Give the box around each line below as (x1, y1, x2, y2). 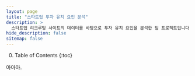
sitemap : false (6, 36, 43, 42)
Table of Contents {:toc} (14, 52, 73, 58)
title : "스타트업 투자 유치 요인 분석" (6, 14, 89, 20)
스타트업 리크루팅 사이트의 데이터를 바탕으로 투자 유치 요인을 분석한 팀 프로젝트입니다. (11, 25, 192, 31)
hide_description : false (6, 30, 67, 36)
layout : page (6, 8, 38, 15)
